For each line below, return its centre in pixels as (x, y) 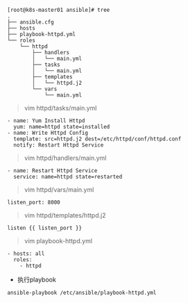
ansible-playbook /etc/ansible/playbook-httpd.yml (82, 293)
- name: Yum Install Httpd (46, 121)
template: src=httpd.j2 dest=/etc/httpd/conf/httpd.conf (97, 139)
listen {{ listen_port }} (44, 228)
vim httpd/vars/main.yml (59, 190)
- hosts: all (26, 254)
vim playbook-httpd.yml (58, 241)
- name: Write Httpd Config (48, 133)
